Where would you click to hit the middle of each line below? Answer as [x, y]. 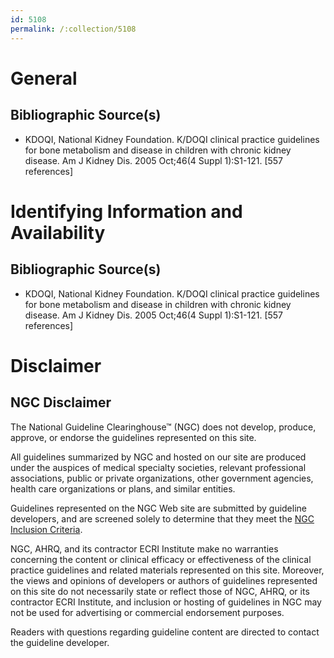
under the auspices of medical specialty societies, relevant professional [158, 467]
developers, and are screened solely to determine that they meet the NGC [162, 518]
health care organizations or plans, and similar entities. [123, 488]
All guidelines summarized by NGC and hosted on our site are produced [158, 457]
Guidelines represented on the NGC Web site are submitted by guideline [158, 508]
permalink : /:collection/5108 [73, 29]
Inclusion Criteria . [46, 529]
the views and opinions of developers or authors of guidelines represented [164, 580]
